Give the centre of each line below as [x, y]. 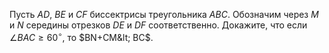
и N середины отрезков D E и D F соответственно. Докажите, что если [158, 25]
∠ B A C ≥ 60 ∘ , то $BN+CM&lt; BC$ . [81, 36]
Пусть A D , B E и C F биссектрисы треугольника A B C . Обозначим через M [164, 14]
